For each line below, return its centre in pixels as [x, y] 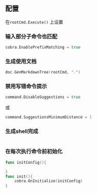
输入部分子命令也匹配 [31, 36]
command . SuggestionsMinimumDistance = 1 [49, 117]
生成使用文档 [21, 61]
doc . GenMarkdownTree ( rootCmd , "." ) [43, 73]
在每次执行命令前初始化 [34, 152]
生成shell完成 [22, 131]
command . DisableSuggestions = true [43, 97]
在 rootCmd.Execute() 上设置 [34, 22]
